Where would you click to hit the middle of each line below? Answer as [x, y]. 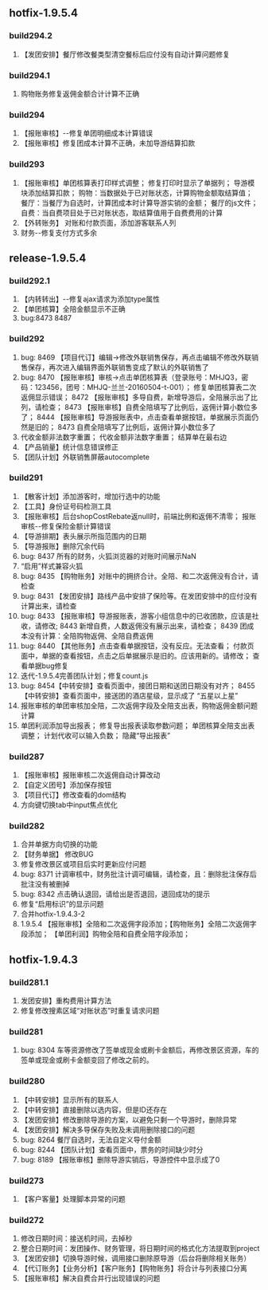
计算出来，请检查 [49, 606]
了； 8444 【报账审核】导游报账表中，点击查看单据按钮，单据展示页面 [136, 417]
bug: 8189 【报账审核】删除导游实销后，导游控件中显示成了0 [120, 1159]
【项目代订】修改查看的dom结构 [73, 795]
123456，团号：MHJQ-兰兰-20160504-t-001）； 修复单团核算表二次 [146, 387]
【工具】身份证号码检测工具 [66, 506]
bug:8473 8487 [46, 318]
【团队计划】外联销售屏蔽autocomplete [85, 457]
